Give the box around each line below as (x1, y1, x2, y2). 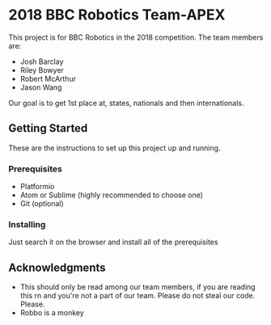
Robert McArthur (19, 74, 77, 83)
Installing (8, 218, 46, 230)
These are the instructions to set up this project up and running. (8, 143, 221, 153)
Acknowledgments (8, 260, 107, 274)
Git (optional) (19, 199, 65, 209)
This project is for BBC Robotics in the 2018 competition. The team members (8, 32, 264, 42)
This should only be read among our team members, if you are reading (19, 282, 256, 292)
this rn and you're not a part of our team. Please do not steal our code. (19, 291, 256, 301)
